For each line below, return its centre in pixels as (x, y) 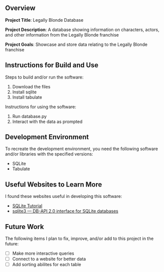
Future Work (25, 227)
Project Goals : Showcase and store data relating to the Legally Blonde (76, 44)
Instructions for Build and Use (52, 65)
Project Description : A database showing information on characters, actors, (82, 30)
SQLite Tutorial (27, 206)
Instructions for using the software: (41, 107)
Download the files (31, 86)
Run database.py (29, 116)
